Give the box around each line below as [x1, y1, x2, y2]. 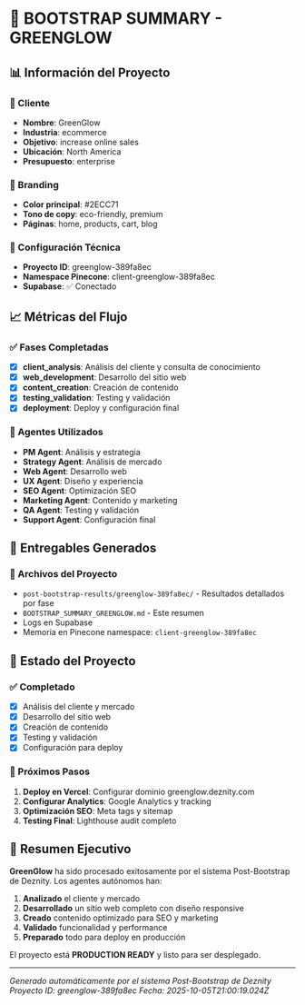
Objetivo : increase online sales [22, 136, 139, 147]
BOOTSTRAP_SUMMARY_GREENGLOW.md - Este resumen [22, 608, 204, 619]
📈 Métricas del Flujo [9, 309, 128, 324]
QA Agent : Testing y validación [22, 504, 139, 515]
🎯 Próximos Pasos [9, 765, 91, 778]
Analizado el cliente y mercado [22, 892, 141, 903]
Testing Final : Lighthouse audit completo [22, 815, 177, 826]
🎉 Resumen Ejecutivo [9, 841, 132, 857]
